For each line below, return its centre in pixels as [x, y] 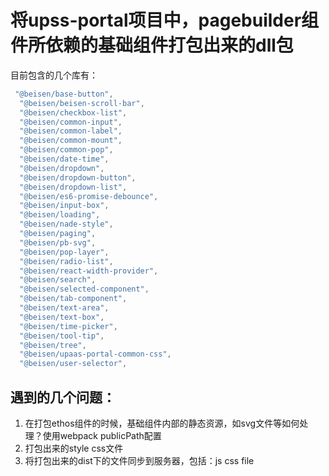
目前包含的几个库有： [54, 75]
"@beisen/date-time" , [64, 159]
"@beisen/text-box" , [62, 317]
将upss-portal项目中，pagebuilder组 [165, 20]
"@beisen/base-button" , [64, 94]
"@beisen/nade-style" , [66, 224]
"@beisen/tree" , [53, 345]
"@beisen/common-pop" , [66, 150]
